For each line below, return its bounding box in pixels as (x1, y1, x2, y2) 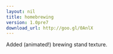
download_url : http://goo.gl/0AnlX (6, 25, 94, 31)
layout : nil (6, 8, 35, 15)
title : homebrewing (6, 14, 54, 20)
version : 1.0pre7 (6, 19, 49, 25)
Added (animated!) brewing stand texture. (6, 41, 108, 48)
